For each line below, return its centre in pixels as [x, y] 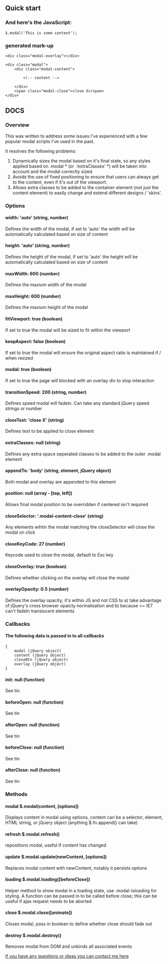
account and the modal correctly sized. [53, 171]
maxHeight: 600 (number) [33, 296]
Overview [17, 125]
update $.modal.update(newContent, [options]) [56, 857]
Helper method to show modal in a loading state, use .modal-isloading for [81, 890]
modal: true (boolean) [28, 369]
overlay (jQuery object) [40, 664]
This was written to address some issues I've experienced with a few [76, 136]
